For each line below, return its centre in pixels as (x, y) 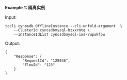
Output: (13, 43)
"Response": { (28, 56)
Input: (11, 17)
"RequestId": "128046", (46, 61)
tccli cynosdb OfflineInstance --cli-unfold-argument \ (64, 26)
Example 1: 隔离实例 (25, 7)
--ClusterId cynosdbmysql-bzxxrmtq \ (52, 30)
